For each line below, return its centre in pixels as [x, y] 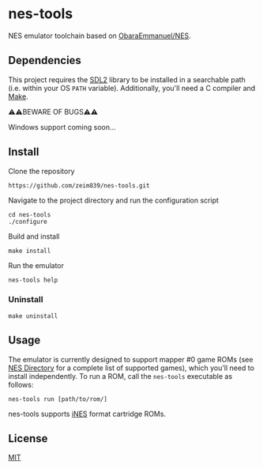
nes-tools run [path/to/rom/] [58, 399]
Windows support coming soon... [62, 127]
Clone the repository [41, 171]
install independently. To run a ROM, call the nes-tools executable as [120, 376]
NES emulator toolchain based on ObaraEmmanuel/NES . [100, 36]
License [28, 439]
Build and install [34, 236]
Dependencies [45, 61]
